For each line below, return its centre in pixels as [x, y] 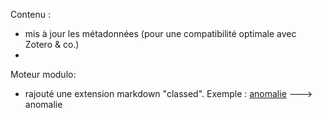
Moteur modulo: [43, 74]
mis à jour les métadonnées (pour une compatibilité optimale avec [160, 33]
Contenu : [31, 14]
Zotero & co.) [52, 44]
